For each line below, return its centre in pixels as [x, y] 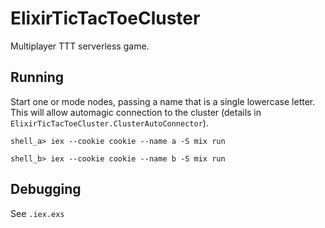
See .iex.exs [37, 213]
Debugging [46, 189]
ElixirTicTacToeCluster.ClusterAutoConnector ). [109, 123]
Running [37, 77]
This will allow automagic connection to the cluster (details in [136, 112]
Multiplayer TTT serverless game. [80, 46]
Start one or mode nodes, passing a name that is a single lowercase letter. [163, 101]
